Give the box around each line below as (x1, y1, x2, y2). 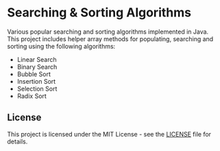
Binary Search (16, 62, 58, 71)
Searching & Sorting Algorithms (7, 5, 192, 21)
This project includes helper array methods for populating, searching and (7, 34, 214, 43)
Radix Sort (16, 91, 47, 100)
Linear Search (16, 55, 57, 63)
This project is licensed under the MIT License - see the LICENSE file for (7, 130, 211, 138)
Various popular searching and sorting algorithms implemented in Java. (7, 27, 209, 36)
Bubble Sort (16, 70, 51, 78)
